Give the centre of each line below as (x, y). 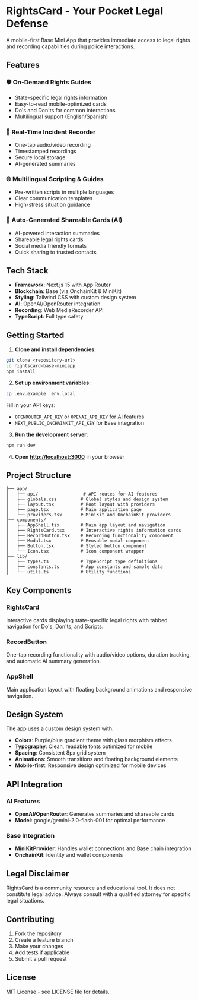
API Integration (35, 784)
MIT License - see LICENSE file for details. (58, 992)
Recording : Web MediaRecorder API (59, 310)
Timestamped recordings (45, 151)
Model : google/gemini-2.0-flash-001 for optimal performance (90, 821)
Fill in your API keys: (31, 405)
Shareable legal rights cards (49, 239)
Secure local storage (40, 157)
